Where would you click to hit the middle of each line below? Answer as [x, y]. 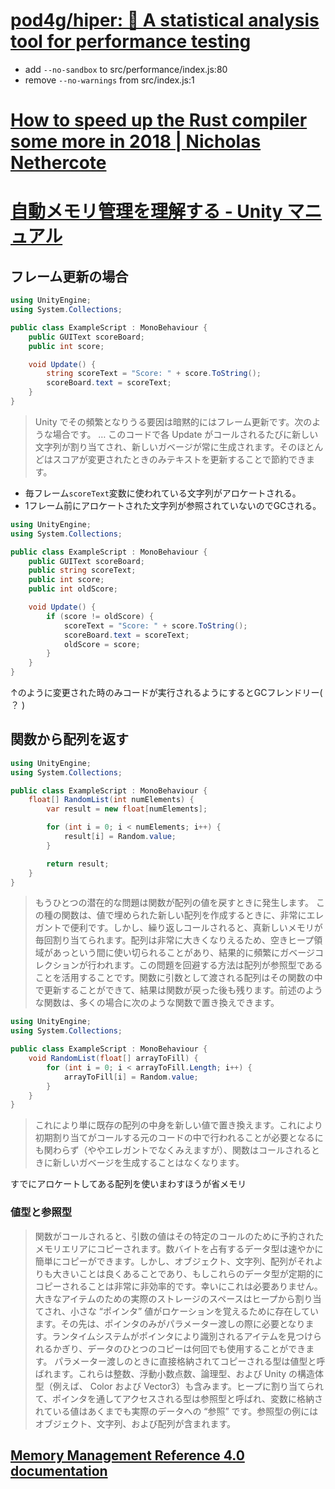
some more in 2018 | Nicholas [136, 141]
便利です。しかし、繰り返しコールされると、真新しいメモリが [196, 928]
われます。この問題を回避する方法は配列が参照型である [209, 965]
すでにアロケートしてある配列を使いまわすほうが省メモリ [128, 1184]
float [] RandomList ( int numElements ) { [111, 800]
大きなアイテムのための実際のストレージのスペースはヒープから [165, 1298]
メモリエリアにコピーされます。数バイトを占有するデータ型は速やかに [179, 1248]
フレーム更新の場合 [69, 276]
